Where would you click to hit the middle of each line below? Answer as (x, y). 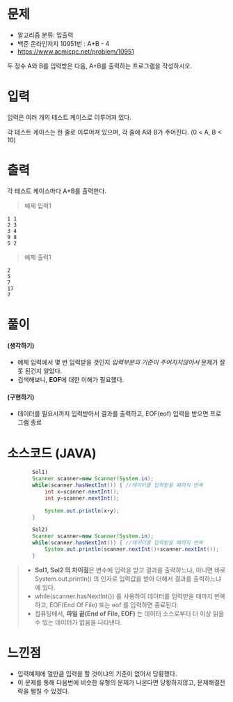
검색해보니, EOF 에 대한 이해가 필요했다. (71, 380)
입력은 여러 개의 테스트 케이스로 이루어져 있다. (70, 117)
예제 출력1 (38, 257)
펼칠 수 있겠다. (50, 691)
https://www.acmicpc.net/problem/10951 (75, 51)
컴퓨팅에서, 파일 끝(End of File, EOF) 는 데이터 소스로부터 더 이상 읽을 (129, 613)
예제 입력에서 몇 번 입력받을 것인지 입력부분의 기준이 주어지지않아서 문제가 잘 (121, 363)
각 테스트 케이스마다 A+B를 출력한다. (57, 191)
